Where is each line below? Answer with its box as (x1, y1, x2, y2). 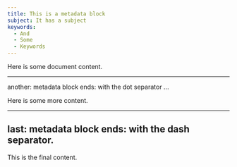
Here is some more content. (7, 97, 88, 104)
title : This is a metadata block (7, 10, 106, 18)
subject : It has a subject (7, 17, 87, 24)
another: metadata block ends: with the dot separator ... (7, 82, 169, 91)
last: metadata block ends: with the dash (7, 123, 190, 135)
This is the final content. (7, 153, 78, 161)
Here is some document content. (7, 63, 103, 70)
